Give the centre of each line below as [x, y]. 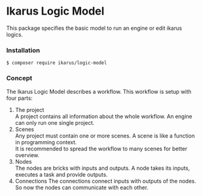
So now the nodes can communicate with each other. [82, 187]
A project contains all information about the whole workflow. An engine [104, 116]
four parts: [19, 98]
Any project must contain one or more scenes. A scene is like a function [105, 136]
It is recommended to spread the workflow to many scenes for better [101, 149]
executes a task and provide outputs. [61, 174]
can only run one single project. [55, 122]
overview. [27, 155]
